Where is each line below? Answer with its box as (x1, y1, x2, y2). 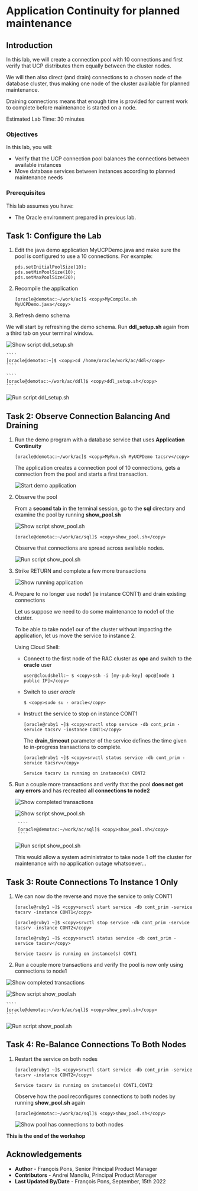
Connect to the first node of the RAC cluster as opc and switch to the (23, 655, 192, 662)
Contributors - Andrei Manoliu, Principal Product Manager (14, 1171, 158, 1179)
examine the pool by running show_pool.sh (14, 511, 121, 518)
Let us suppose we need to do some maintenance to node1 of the (14, 608, 174, 615)
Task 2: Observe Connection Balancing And (6, 411, 170, 421)
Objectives (6, 130, 38, 138)
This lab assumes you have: (6, 202, 74, 209)
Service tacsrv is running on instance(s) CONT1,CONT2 (14, 1082, 153, 1088)
